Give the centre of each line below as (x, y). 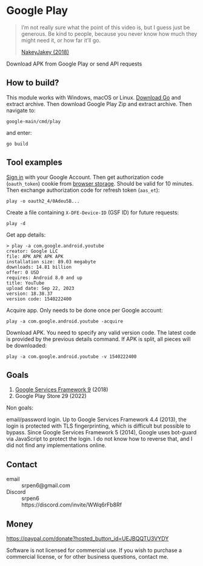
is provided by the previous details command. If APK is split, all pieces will (98, 339)
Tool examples (34, 162)
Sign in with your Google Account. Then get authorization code (85, 177)
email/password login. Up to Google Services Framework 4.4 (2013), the (96, 420)
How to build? (33, 83)
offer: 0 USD (23, 272)
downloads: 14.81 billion (39, 267)
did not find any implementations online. (56, 445)
